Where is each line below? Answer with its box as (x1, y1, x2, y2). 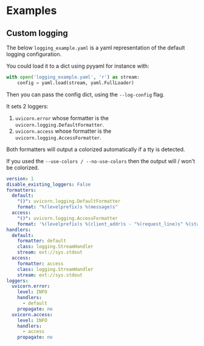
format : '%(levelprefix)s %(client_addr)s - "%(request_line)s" (17, 221, 183, 227)
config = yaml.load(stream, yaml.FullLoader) (17, 80, 135, 86)
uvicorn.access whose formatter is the (15, 127, 112, 135)
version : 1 (6, 175, 34, 182)
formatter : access (17, 260, 64, 267)
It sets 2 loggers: (6, 102, 49, 110)
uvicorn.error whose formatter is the (15, 114, 109, 122)
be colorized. (6, 164, 39, 171)
